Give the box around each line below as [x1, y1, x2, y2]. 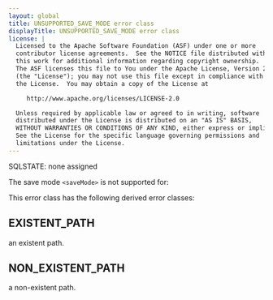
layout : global [8, 11, 60, 20]
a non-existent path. [8, 283, 76, 293]
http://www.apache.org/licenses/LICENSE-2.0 [26, 94, 180, 102]
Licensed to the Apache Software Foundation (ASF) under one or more [15, 42, 256, 50]
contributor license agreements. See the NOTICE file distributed [15, 49, 249, 58]
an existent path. [8, 238, 65, 247]
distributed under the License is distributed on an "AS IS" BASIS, [15, 117, 253, 125]
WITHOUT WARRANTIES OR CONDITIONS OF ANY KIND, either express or [15, 124, 245, 132]
